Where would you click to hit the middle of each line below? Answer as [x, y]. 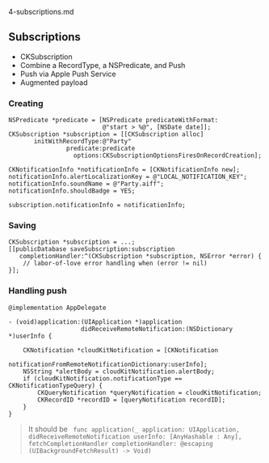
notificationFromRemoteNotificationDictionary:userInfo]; [108, 364]
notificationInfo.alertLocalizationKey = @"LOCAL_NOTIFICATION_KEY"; [128, 177]
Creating [26, 103]
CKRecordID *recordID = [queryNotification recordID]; [132, 400]
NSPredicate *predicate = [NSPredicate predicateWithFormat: [113, 121]
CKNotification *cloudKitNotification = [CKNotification [121, 350]
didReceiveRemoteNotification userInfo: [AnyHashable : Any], [135, 436]
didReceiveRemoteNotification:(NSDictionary [156, 329]
